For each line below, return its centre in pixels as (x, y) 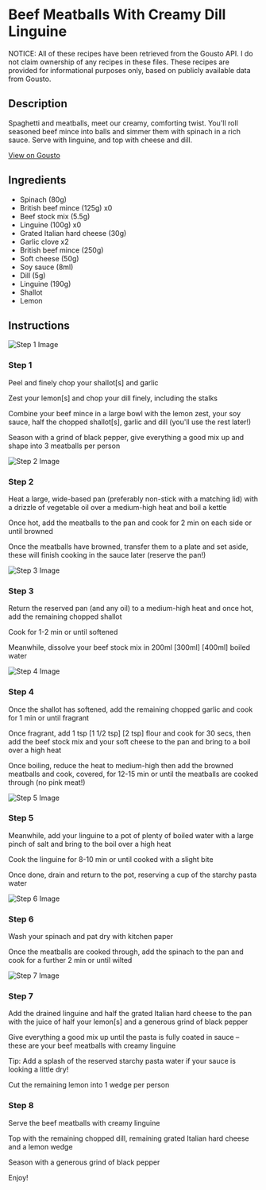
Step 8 (21, 1106)
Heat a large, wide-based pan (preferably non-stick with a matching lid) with (133, 499)
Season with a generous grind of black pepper (84, 1162)
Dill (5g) (33, 275)
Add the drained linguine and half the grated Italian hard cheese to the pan (130, 1014)
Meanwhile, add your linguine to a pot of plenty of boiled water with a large (131, 835)
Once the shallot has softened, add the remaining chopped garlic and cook (131, 709)
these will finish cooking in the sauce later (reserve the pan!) (107, 554)
